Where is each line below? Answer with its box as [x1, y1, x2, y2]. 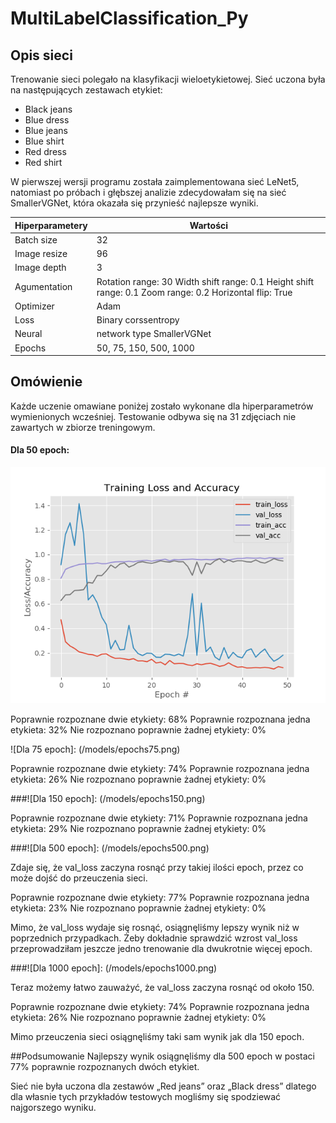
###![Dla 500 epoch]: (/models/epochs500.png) [10, 842, 210, 854]
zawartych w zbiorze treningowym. [10, 421, 156, 433]
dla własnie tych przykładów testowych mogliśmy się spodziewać [10, 1091, 282, 1103]
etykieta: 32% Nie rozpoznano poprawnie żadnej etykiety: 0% [10, 724, 267, 736]
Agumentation [14, 281, 73, 292]
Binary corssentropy [96, 314, 180, 326]
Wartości [189, 219, 229, 231]
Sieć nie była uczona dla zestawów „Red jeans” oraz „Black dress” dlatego [10, 1080, 317, 1092]
